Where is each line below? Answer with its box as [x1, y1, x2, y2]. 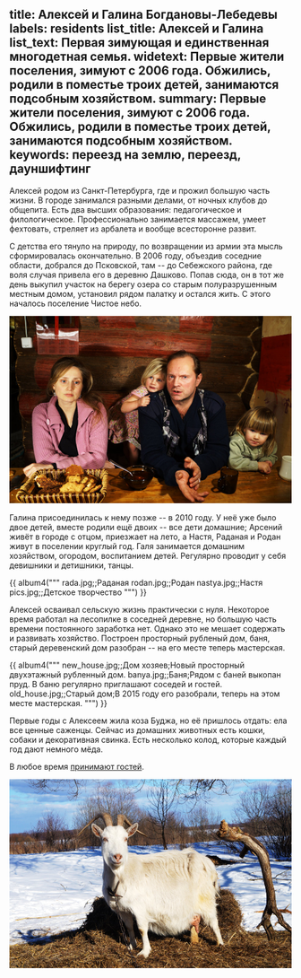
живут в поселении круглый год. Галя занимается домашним [9, 541, 245, 552]
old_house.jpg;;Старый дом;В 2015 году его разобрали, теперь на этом [9, 688, 280, 699]
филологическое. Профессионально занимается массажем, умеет [9, 214, 266, 224]
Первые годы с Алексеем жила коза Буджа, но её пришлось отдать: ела [9, 715, 288, 726]
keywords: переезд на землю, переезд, [9, 147, 242, 162]
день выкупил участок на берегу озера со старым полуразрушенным [9, 278, 278, 290]
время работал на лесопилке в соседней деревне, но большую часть [9, 614, 278, 624]
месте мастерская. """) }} [9, 698, 107, 709]
